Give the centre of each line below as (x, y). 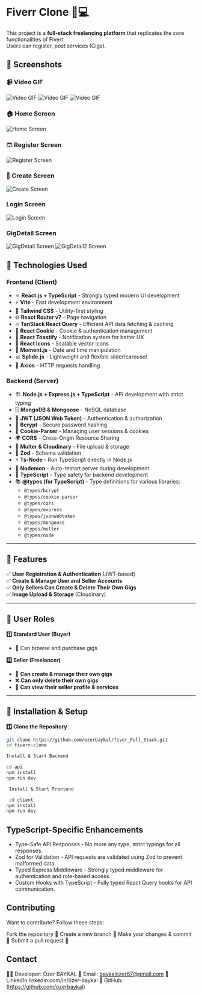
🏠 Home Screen (31, 114)
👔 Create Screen (31, 176)
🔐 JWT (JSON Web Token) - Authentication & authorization (88, 419)
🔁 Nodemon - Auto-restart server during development (82, 469)
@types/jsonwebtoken (50, 516)
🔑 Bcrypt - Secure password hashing (61, 425)
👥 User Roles (31, 619)
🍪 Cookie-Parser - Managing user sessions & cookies (82, 431)
